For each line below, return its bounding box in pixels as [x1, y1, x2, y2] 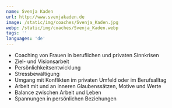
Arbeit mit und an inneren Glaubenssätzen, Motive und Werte [14, 83, 162, 89]
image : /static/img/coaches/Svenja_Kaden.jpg [6, 19, 118, 25]
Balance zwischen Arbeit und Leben [14, 89, 101, 96]
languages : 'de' [6, 36, 45, 41]
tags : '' [6, 30, 27, 36]
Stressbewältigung [14, 71, 60, 77]
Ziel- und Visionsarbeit [14, 58, 69, 65]
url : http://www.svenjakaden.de [6, 14, 85, 20]
